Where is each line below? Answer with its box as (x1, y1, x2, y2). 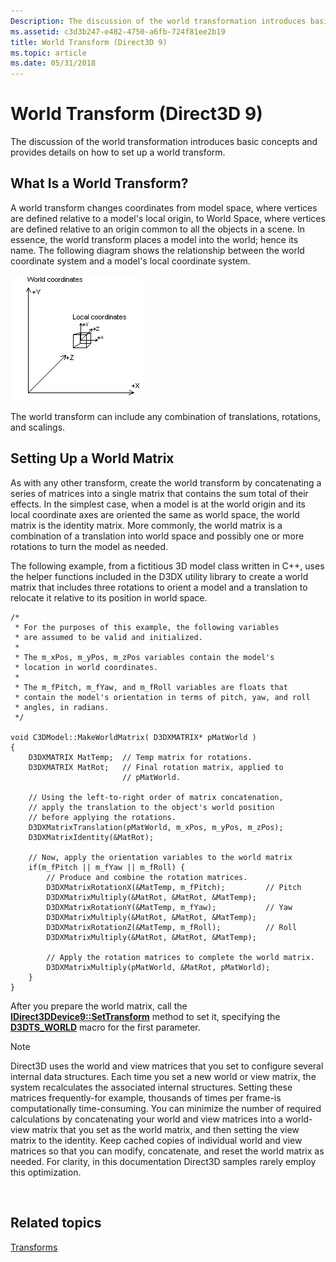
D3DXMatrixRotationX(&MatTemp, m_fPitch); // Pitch (46, 882, 302, 892)
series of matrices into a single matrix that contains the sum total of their (10, 487, 309, 499)
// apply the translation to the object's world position (28, 802, 275, 812)
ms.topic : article (10, 48, 87, 58)
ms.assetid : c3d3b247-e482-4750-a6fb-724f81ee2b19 (10, 26, 226, 37)
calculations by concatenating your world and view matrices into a (10, 1113, 284, 1125)
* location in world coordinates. (14, 662, 159, 672)
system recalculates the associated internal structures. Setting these (10, 1081, 293, 1093)
